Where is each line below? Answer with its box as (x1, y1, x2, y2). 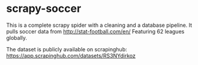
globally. (6, 34, 28, 41)
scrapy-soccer (6, 2, 82, 16)
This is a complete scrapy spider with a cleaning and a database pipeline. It (6, 21, 193, 29)
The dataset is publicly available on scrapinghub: (6, 45, 127, 52)
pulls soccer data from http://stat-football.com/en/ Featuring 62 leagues (6, 27, 185, 35)
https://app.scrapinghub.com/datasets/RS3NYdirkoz (6, 52, 136, 59)
